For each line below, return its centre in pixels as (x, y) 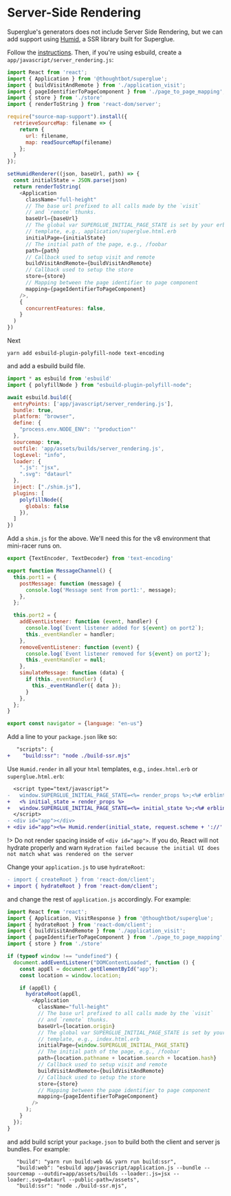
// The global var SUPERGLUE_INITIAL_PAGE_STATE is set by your (119, 225)
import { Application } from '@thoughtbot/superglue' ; (87, 78)
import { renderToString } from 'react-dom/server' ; (84, 105)
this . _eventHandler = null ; (66, 660)
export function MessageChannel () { (59, 571)
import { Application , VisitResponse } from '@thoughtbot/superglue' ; (110, 918)
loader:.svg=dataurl (37, 1179)
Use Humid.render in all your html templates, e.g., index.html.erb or (102, 769)
